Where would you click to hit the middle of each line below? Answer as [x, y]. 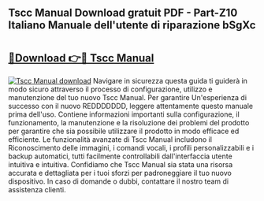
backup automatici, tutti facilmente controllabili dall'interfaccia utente [120, 156]
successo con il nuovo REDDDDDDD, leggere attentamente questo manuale [131, 106]
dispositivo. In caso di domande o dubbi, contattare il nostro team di [119, 181]
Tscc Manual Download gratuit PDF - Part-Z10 [123, 13]
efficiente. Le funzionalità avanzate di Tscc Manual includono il [110, 140]
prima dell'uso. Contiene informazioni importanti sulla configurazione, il [124, 114]
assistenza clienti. [37, 190]
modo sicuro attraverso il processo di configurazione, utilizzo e [110, 89]
